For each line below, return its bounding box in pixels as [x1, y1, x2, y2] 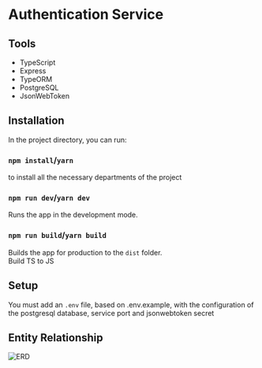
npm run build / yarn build [8, 230, 107, 241]
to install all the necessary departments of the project [8, 173, 182, 182]
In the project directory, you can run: [8, 135, 127, 144]
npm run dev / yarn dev [8, 192, 91, 203]
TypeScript [19, 58, 56, 67]
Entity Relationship [8, 331, 104, 344]
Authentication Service [8, 6, 164, 24]
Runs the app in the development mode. [8, 210, 138, 220]
